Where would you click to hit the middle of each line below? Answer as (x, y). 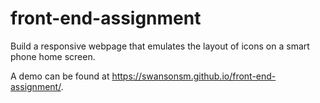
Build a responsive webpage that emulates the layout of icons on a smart (160, 46)
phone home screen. (53, 56)
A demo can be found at (60, 76)
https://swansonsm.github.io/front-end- (194, 76)
